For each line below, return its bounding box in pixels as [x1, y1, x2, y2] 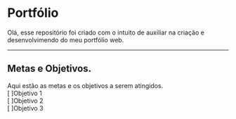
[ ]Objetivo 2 [7, 96, 44, 105]
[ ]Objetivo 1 [7, 89, 42, 97]
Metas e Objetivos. [7, 63, 92, 75]
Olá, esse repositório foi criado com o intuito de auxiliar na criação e [7, 28, 205, 37]
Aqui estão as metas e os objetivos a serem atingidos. [7, 81, 164, 89]
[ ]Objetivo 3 [7, 104, 44, 112]
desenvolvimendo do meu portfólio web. [7, 35, 124, 44]
